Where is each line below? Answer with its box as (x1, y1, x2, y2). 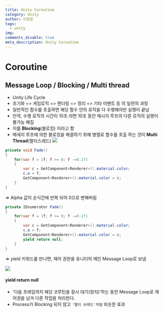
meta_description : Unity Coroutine (5, 40, 79, 45)
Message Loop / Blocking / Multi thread (5, 81, 130, 90)
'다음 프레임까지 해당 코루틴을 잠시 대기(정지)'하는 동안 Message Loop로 (12, 289, 154, 295)
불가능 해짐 (12, 119, 34, 125)
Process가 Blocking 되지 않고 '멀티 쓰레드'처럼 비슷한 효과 (12, 301, 126, 307)
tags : (5, 21, 16, 26)
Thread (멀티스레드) (12, 138, 51, 144)
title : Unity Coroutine (5, 7, 55, 12)
